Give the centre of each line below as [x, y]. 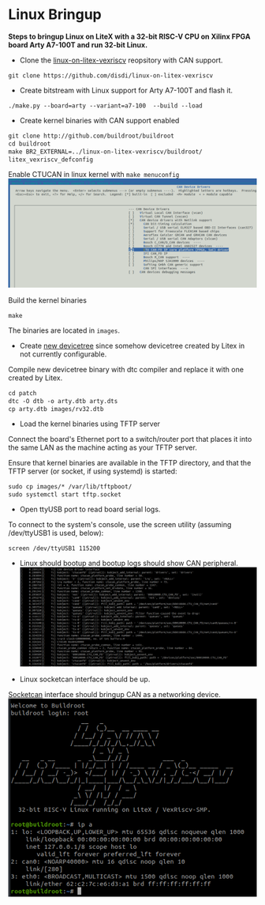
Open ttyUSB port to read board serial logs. [90, 509]
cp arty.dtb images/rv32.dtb [56, 409]
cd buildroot [30, 144]
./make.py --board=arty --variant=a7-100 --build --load [105, 106]
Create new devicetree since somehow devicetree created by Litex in [132, 346]
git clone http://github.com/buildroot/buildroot [91, 136]
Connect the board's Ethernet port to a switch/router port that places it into [130, 439]
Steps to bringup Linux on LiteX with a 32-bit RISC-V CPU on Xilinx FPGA [129, 36]
